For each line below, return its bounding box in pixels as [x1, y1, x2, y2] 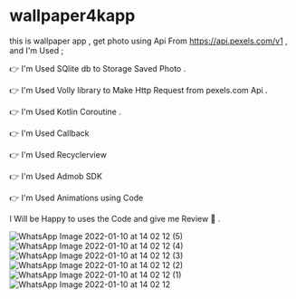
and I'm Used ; [9, 44, 64, 55]
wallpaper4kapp [9, 5, 136, 26]
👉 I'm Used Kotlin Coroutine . [9, 106, 122, 117]
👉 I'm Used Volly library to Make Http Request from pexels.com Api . [9, 84, 269, 95]
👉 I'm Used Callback [9, 128, 90, 139]
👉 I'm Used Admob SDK [9, 170, 102, 181]
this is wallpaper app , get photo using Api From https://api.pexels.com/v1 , [9, 35, 288, 46]
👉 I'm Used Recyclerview [9, 149, 107, 159]
